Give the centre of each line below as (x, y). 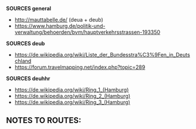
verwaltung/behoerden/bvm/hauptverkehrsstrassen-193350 (87, 32)
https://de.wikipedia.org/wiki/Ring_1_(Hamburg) (72, 90)
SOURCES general (29, 8)
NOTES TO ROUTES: (44, 121)
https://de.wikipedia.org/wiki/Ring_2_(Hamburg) (72, 96)
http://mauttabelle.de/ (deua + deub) (59, 20)
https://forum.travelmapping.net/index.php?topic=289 (80, 67)
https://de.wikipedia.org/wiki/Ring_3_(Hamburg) (72, 102)
